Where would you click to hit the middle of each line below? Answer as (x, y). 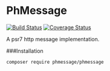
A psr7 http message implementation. (53, 39)
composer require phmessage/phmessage (55, 62)
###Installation (25, 51)
